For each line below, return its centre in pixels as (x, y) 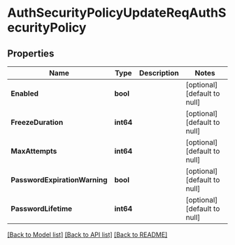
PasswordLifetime (42, 209)
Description (159, 73)
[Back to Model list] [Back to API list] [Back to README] (87, 235)
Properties (31, 53)
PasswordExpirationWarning (59, 180)
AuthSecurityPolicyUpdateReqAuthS (117, 13)
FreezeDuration (37, 122)
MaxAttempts (34, 151)
